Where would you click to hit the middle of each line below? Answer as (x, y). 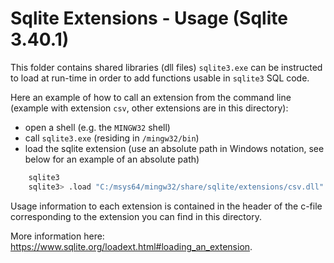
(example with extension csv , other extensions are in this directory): (149, 108)
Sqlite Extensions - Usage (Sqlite (149, 18)
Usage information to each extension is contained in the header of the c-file (166, 206)
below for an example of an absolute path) (112, 159)
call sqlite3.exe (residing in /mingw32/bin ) (112, 138)
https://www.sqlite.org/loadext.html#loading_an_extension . (131, 246)
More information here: (57, 236)
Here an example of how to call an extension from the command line (151, 97)
